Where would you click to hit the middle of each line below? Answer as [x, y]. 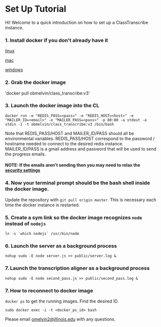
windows [14, 70]
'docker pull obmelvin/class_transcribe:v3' [47, 93]
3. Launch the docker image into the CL [52, 106]
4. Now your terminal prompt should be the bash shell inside [78, 183]
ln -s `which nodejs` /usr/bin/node [42, 234]
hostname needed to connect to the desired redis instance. [64, 144]
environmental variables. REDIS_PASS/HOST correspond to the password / [80, 138]
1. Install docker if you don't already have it [57, 40]
